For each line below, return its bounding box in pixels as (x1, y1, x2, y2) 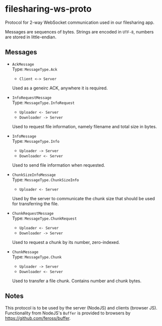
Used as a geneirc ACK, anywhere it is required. (12, 85, 108, 91)
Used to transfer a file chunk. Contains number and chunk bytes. (12, 278, 142, 284)
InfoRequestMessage (12, 95, 52, 100)
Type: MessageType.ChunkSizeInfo (12, 176, 79, 183)
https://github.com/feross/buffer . (5, 315, 71, 321)
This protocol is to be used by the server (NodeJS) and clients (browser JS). (5, 305, 158, 310)
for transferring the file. (12, 201, 59, 206)
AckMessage (12, 62, 34, 67)
